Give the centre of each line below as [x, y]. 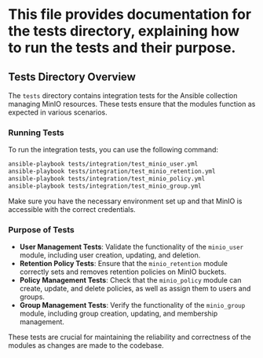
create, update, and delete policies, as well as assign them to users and [135, 289]
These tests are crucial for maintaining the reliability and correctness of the [130, 337]
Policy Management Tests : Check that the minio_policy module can [130, 280]
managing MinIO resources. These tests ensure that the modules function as [132, 104]
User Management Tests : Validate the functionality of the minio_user [131, 247]
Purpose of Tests [41, 229]
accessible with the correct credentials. [72, 209]
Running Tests [36, 133]
